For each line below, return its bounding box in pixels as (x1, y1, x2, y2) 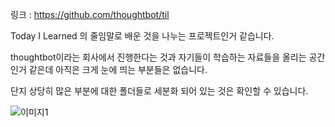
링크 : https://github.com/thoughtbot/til (10, 9, 170, 20)
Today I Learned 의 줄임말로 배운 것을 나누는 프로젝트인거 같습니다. (10, 30, 275, 42)
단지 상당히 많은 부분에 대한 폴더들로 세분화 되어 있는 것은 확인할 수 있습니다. (10, 85, 309, 97)
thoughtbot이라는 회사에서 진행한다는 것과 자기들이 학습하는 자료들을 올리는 (10, 51, 307, 63)
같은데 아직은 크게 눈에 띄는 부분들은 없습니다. (28, 64, 208, 75)
